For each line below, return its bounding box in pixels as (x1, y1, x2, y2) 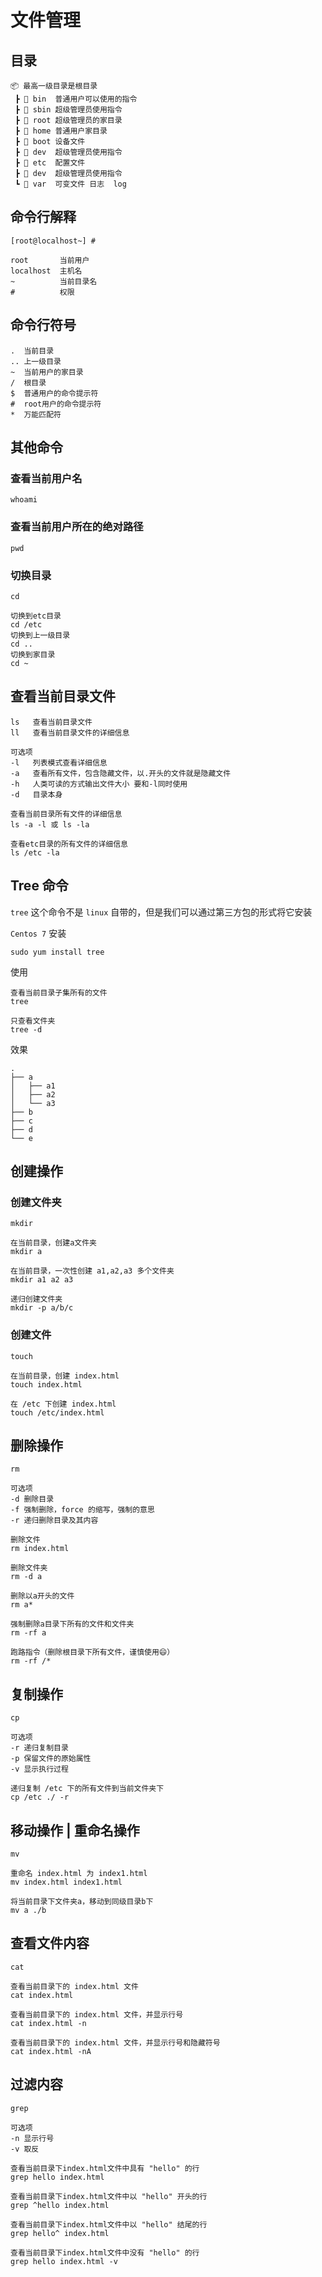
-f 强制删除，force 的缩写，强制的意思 (10, 1505, 155, 1515)
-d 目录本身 (10, 789, 63, 800)
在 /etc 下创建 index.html (10, 1399, 117, 1409)
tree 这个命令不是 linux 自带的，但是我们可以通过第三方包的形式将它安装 (10, 906, 313, 918)
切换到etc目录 (10, 611, 62, 621)
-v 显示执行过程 (10, 1764, 69, 1775)
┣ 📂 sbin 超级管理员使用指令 (14, 105, 123, 115)
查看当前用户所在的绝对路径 (10, 520, 144, 534)
